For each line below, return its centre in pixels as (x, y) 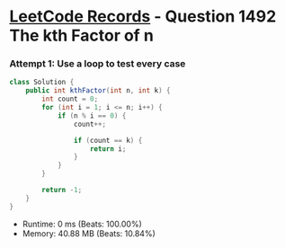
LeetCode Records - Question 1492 (143, 17)
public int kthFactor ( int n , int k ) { (98, 91)
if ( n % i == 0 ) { (92, 115)
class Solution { (42, 83)
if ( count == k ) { (108, 140)
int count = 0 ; (70, 99)
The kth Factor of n (82, 35)
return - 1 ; (62, 190)
